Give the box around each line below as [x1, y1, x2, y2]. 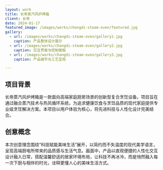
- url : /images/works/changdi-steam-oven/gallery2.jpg [9, 43, 123, 48]
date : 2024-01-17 [5, 20, 40, 26]
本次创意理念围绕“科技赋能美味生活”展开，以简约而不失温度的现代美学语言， [5, 141, 158, 147]
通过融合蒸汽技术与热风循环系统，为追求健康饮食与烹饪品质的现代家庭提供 [5, 100, 154, 106]
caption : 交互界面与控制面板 [14, 48, 66, 52]
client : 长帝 [5, 16, 30, 21]
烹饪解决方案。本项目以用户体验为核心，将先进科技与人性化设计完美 [13, 106, 149, 112]
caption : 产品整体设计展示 [14, 39, 63, 44]
